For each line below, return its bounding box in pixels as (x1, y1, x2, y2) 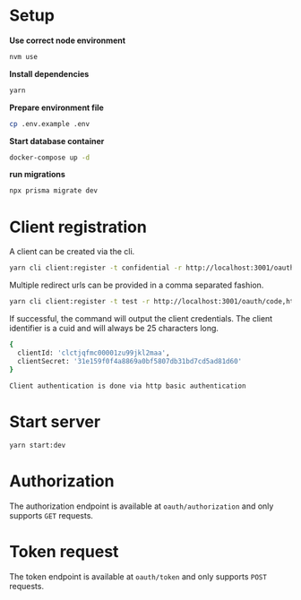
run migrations (9, 169, 65, 180)
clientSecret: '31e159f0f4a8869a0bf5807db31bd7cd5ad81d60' (17, 356, 243, 365)
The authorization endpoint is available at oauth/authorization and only (9, 501, 274, 511)
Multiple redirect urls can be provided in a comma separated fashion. (9, 279, 264, 291)
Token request (9, 542, 119, 562)
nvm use (9, 52, 39, 61)
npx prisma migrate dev (9, 186, 99, 195)
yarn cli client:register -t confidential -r (9, 263, 182, 273)
